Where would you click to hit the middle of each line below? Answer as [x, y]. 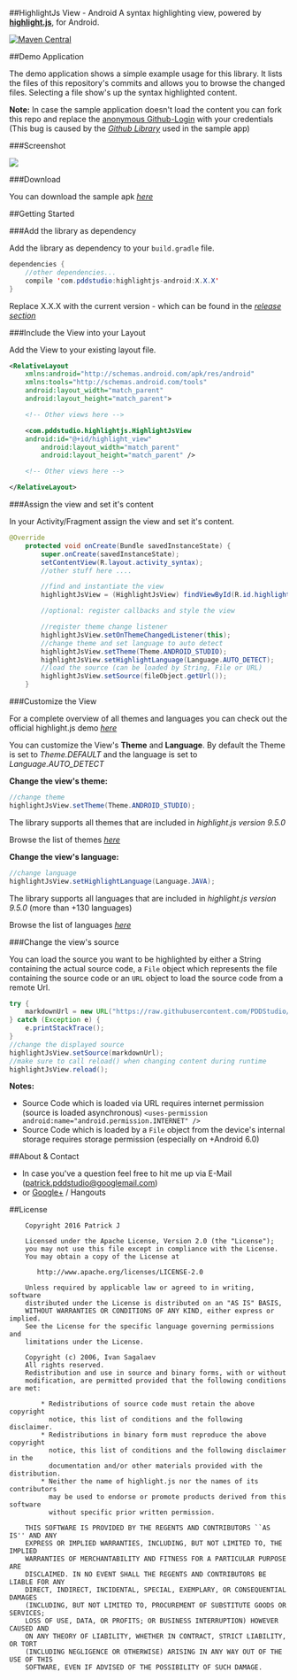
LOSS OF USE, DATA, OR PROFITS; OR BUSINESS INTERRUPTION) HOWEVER [152, 1621]
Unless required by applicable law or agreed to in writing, [140, 1288]
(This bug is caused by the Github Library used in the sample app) [129, 128]
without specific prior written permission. [132, 1513]
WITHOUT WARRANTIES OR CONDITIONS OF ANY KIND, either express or [150, 1311]
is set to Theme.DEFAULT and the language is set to [103, 755]
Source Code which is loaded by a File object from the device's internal [153, 1130]
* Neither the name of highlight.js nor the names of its [150, 1482]
